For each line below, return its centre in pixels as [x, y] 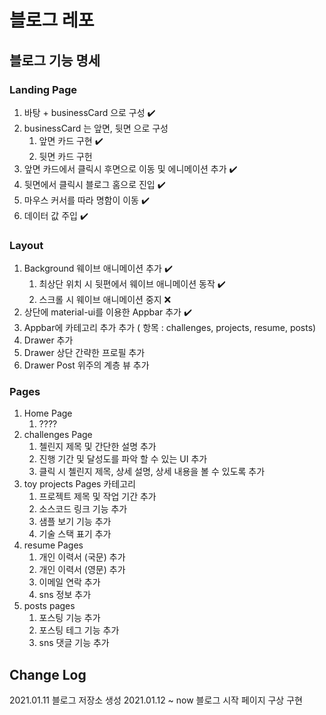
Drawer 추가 [48, 340]
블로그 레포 [52, 20]
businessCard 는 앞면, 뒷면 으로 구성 [96, 128]
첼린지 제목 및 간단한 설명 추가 [97, 447]
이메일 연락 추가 [69, 582]
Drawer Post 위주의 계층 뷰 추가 [86, 365]
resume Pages [53, 545]
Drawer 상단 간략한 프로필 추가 [84, 353]
